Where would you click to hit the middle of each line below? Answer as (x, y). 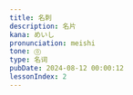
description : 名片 (43, 26)
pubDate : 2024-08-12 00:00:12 (67, 69)
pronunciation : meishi (52, 43)
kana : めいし (32, 34)
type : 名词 (29, 60)
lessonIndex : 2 (38, 77)
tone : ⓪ (26, 52)
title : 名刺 (31, 18)
